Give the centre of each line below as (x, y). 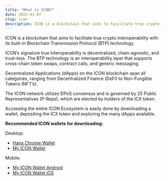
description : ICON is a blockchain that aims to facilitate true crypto (82, 24)
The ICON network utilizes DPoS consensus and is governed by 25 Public (81, 93)
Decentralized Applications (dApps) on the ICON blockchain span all (75, 73)
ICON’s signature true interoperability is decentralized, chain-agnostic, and (82, 53)
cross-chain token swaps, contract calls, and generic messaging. (72, 63)
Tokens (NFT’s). (21, 84)
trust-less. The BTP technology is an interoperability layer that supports (79, 58)
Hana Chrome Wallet (33, 143)
